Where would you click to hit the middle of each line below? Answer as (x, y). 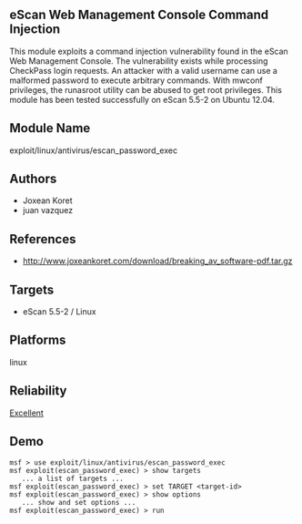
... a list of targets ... (73, 478)
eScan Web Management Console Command (139, 15)
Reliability (38, 391)
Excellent (26, 413)
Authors (33, 179)
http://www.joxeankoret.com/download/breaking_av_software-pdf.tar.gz (157, 261)
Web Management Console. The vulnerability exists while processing (139, 61)
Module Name (50, 128)
